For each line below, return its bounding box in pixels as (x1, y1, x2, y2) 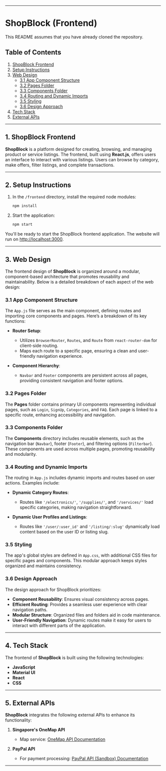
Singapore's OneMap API (12, 727, 65, 733)
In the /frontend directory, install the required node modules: (12, 194, 137, 200)
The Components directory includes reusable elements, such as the (5, 435, 144, 441)
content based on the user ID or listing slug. (19, 529, 109, 535)
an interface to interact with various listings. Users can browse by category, (5, 156, 159, 162)
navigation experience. (36, 353, 83, 359)
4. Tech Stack (5, 641, 48, 650)
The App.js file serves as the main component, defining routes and (5, 308, 141, 314)
